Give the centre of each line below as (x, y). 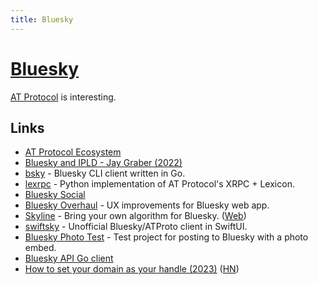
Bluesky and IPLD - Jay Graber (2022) (103, 163)
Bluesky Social (55, 195)
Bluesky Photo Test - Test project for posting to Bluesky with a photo (166, 237)
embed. (40, 248)
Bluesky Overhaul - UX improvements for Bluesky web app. (147, 205)
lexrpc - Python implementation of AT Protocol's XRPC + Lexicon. (159, 184)
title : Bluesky (42, 19)
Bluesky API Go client (69, 258)
